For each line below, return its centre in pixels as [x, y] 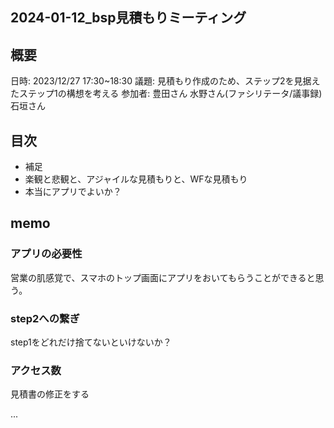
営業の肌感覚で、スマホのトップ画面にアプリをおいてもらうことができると [163, 277]
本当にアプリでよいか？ [73, 192]
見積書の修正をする [50, 394]
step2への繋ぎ [45, 318]
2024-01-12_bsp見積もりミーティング [128, 18]
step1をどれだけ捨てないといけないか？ [91, 342]
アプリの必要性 [46, 254]
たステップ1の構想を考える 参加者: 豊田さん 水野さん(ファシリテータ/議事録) [166, 94]
